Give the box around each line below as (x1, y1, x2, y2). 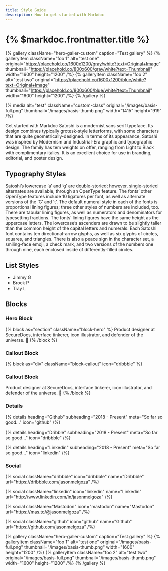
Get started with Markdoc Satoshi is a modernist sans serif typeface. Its (5, 123, 153, 129)
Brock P (12, 280, 29, 286)
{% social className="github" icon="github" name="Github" (5, 518, 132, 524)
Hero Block (5, 315, 33, 322)
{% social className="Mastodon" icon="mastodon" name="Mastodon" (5, 503, 154, 509)
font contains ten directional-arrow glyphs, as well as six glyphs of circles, (5, 231, 159, 237)
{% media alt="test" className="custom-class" (5, 102, 105, 108)
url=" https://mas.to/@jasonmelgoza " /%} (5, 509, 90, 515)
